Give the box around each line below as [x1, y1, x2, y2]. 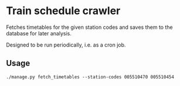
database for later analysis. [6, 29, 72, 37]
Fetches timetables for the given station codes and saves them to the [6, 24, 173, 31]
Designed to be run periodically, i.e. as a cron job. [6, 41, 126, 48]
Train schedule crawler [6, 4, 121, 18]
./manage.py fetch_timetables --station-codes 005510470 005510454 [6, 74, 175, 80]
